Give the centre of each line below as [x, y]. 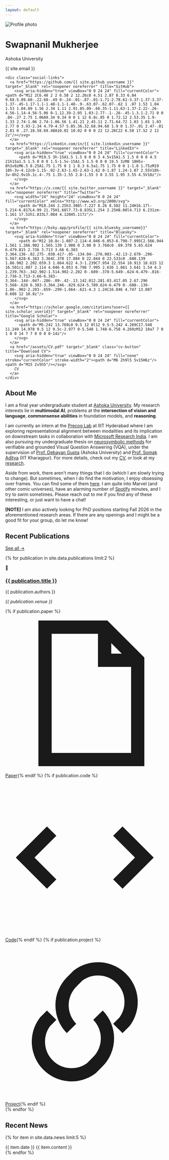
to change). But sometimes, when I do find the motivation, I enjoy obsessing [84, 478]
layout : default [22, 10]
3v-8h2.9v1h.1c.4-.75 [28, 175]
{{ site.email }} [20, 68]
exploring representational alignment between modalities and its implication [84, 431]
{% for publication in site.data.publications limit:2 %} [60, 558]
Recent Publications [37, 536]
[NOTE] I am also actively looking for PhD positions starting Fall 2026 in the [84, 509]
